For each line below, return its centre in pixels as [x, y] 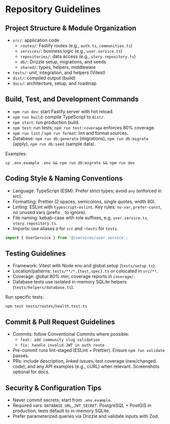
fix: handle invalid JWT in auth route [62, 345]
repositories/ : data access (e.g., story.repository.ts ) [78, 56]
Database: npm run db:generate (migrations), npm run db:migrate [80, 138]
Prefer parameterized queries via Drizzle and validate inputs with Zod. [86, 416]
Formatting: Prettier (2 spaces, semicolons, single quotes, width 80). [84, 201]
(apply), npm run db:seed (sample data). [54, 144]
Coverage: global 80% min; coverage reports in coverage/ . [74, 276]
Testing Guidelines [36, 253]
